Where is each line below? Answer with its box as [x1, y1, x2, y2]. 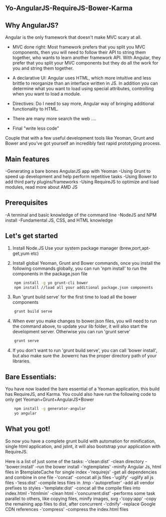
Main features [5, 155, 50, 163]
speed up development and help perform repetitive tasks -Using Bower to [5, 174, 157, 180]
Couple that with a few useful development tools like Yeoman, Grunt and [5, 135, 154, 141]
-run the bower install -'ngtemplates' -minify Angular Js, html [35, 463, 161, 469]
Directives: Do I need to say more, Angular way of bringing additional [12, 101, 154, 107]
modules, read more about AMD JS [5, 184, 77, 190]
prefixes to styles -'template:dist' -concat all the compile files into [5, 485, 141, 491]
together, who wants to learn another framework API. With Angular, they [12, 55, 161, 61]
